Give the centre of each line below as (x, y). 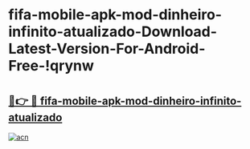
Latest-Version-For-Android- (107, 49)
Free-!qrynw (51, 66)
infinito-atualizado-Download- (113, 32)
